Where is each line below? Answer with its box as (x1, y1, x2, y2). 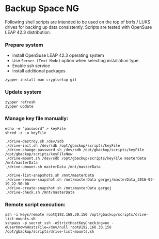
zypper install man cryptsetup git (5, 77, 77, 83)
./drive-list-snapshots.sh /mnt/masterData (5, 173, 95, 178)
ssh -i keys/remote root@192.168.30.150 (5, 212, 88, 217)
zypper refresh (5, 100, 36, 104)
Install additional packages (12, 68, 65, 74)
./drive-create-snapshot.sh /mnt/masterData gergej (5, 186, 111, 190)
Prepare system (5, 41, 44, 48)
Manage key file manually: (5, 115, 69, 122)
